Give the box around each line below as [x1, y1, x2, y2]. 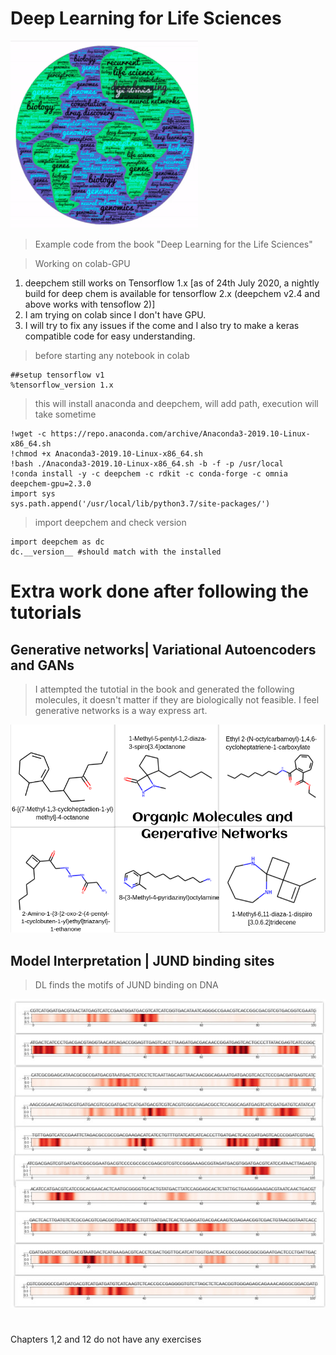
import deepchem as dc [10, 537, 105, 547]
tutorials [10, 602, 82, 624]
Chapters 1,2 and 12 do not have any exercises [10, 1333, 202, 1346]
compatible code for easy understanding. [24, 330, 196, 342]
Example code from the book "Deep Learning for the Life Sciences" [34, 238, 313, 250]
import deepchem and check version [34, 516, 187, 528]
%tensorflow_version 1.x [10, 380, 114, 390]
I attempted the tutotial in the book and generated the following [34, 683, 295, 695]
